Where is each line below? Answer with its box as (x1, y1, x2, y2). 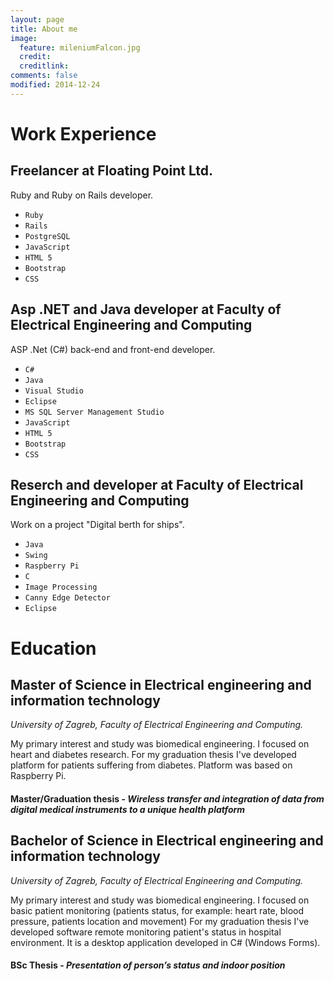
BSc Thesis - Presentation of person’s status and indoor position (10, 959, 286, 971)
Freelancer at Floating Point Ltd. (10, 162, 214, 180)
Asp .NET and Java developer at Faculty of (10, 301, 282, 318)
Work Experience (10, 122, 157, 145)
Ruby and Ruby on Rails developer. (10, 189, 154, 201)
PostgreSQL (24, 231, 71, 241)
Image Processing (24, 582, 98, 593)
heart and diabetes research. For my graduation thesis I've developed (10, 749, 297, 761)
